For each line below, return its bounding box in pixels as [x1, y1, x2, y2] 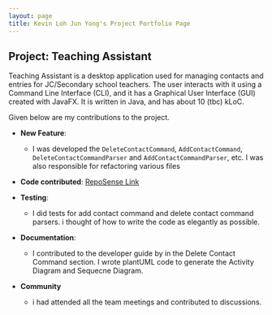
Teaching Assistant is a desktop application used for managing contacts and [8, 71, 264, 81]
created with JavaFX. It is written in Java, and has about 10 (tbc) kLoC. [8, 97, 245, 106]
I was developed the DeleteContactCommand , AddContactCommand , [32, 144, 244, 154]
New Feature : [19, 128, 67, 138]
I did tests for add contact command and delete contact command [32, 209, 254, 218]
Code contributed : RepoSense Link [19, 177, 140, 187]
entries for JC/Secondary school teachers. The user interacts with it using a [8, 80, 262, 89]
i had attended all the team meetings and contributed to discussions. [32, 297, 262, 307]
